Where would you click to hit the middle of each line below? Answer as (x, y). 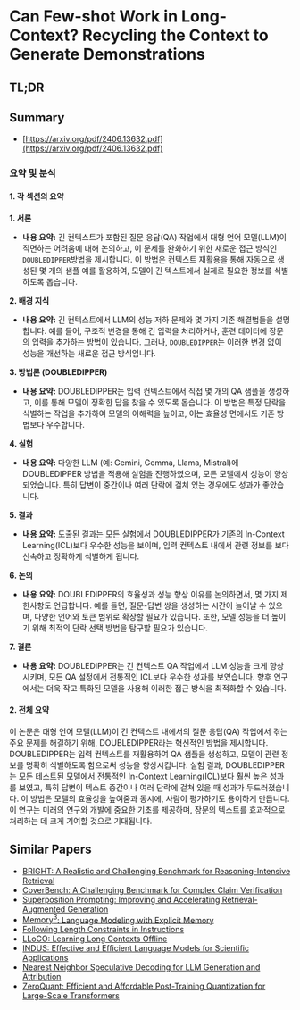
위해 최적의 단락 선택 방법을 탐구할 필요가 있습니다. (120, 628)
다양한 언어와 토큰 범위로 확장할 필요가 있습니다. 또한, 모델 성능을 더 (152, 616)
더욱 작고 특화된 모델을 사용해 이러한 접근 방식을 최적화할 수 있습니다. (167, 688)
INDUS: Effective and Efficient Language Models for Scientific (136, 948)
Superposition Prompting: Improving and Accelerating (121, 899)
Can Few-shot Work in (94, 17)
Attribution (42, 977)
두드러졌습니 (268, 787)
